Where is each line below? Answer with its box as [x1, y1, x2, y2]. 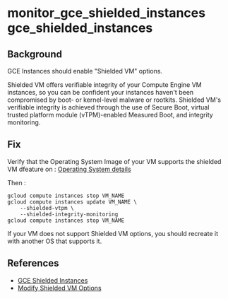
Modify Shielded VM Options [17, 283, 102, 292]
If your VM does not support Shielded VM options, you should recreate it [7, 229, 219, 238]
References [7, 257, 59, 269]
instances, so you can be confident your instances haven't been [7, 88, 194, 96]
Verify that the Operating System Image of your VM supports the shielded [7, 157, 222, 165]
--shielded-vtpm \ [20, 204, 74, 211]
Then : [7, 178, 26, 187]
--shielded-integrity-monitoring [20, 211, 119, 218]
